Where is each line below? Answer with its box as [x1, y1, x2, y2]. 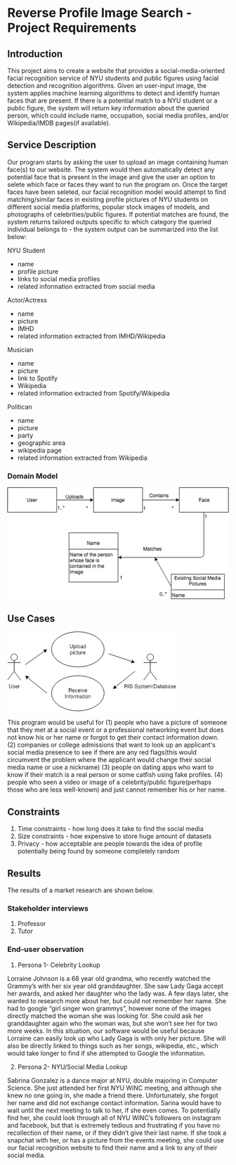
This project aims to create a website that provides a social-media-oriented [7, 67, 225, 75]
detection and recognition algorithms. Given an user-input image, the [7, 82, 207, 89]
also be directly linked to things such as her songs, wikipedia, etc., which [7, 1041, 219, 1050]
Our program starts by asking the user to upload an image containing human [7, 157, 228, 166]
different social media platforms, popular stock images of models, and [7, 202, 210, 211]
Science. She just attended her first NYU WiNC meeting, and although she [7, 1083, 222, 1092]
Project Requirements [7, 20, 137, 36]
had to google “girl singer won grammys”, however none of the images [7, 1004, 211, 1012]
